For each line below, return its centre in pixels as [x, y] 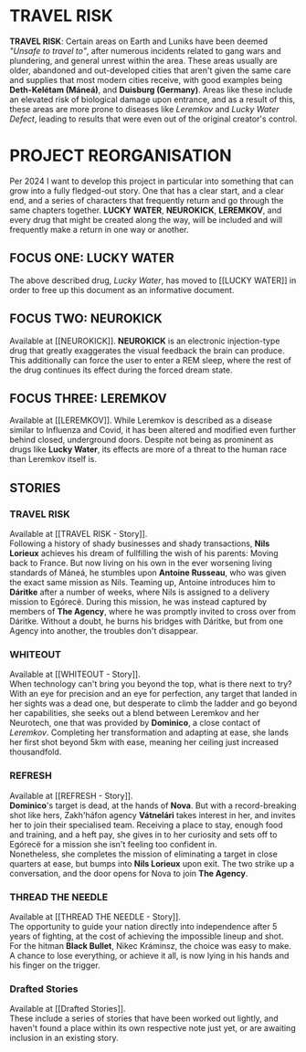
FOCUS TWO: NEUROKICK [86, 319]
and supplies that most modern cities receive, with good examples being [146, 79]
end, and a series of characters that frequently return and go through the [147, 200]
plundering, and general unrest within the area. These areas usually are [143, 60]
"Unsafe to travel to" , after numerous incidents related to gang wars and [145, 50]
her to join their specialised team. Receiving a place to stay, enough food [146, 825]
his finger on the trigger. [55, 965]
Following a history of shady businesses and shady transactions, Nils [140, 543]
